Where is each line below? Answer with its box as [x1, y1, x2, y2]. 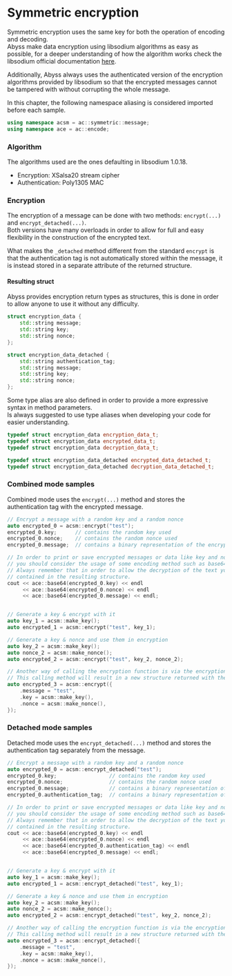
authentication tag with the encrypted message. [7, 502, 144, 510]
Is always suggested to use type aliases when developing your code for [7, 411, 211, 419]
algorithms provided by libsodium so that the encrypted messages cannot [7, 77, 217, 86]
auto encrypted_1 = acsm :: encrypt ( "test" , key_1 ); [7, 624, 156, 631]
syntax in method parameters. [7, 403, 93, 412]
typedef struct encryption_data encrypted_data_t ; [7, 437, 156, 445]
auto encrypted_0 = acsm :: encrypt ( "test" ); [7, 522, 135, 529]
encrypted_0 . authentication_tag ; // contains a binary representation [7, 792, 217, 798]
